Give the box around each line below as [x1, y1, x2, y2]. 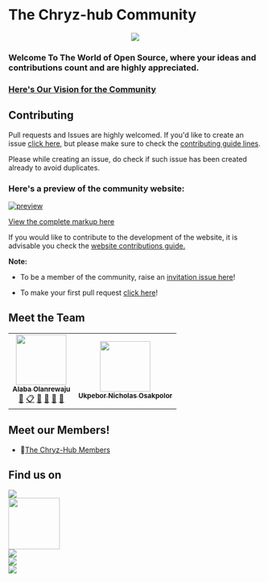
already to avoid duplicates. [8, 163, 101, 173]
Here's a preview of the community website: [8, 183, 185, 194]
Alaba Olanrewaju [12, 385, 71, 393]
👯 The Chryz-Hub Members [19, 445, 111, 455]
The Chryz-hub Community [8, 6, 197, 24]
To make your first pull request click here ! [19, 288, 159, 297]
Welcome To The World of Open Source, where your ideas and [8, 52, 257, 63]
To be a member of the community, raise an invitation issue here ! [19, 272, 236, 281]
